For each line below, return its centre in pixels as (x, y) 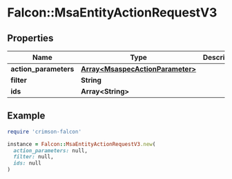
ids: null (27, 163)
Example (26, 116)
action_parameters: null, (51, 150)
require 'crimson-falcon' (44, 131)
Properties (30, 38)
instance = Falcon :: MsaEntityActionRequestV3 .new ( (81, 144)
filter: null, (33, 157)
